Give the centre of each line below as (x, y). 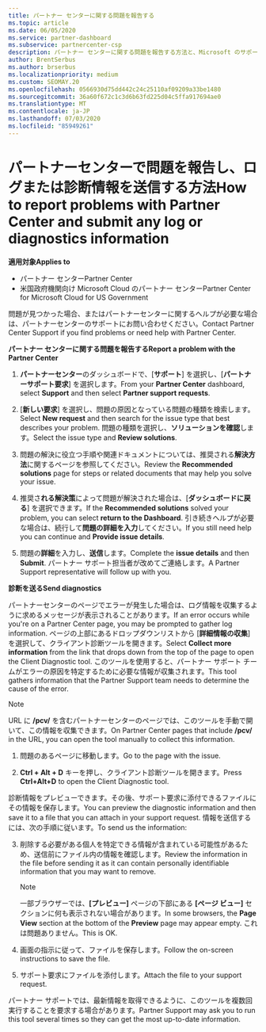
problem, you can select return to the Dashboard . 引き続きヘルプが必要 (137, 518)
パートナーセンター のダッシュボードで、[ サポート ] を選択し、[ (122, 374)
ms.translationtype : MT (47, 104)
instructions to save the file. (65, 958)
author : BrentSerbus (42, 60)
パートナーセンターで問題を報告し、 (126, 168)
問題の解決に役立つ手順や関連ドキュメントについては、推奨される (127, 454)
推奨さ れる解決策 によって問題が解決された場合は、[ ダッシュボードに (131, 498)
